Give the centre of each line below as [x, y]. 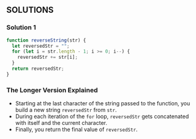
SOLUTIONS [30, 10]
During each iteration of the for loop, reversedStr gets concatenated [102, 116]
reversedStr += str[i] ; [48, 58]
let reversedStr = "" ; [41, 46]
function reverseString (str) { [46, 40]
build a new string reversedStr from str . [66, 110]
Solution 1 [21, 28]
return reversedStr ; [38, 69]
